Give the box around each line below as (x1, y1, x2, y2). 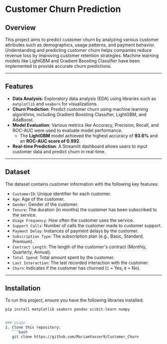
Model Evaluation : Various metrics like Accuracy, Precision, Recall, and (12, 122, 159, 128)
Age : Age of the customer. (12, 196, 65, 202)
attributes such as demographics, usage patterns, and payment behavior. (5, 42, 156, 48)
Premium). (12, 238, 34, 244)
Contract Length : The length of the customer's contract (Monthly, (12, 244, 147, 250)
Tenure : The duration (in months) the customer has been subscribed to (12, 206, 157, 213)
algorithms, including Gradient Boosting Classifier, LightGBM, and (12, 111, 147, 117)
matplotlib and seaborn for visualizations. (12, 101, 98, 107)
